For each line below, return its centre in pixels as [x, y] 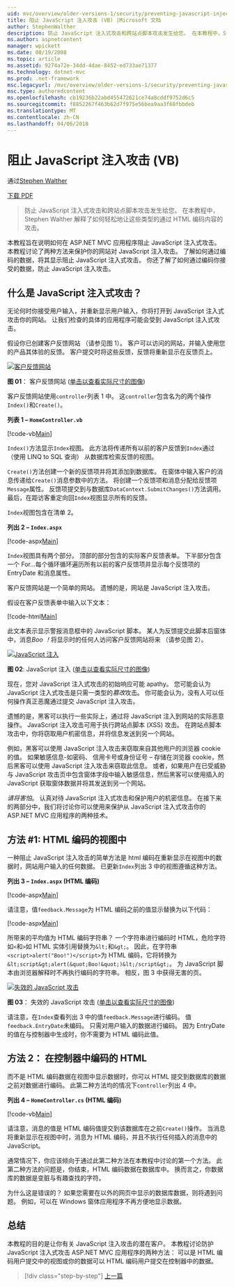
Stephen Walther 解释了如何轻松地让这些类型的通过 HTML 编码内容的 [124, 219]
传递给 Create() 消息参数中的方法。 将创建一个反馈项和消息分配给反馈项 [115, 481]
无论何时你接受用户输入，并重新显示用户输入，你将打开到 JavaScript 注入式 [116, 311]
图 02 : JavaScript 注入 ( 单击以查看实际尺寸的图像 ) [79, 669]
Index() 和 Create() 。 [37, 405]
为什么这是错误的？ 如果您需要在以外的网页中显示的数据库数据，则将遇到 [112, 1192]
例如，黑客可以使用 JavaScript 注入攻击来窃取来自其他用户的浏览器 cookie [114, 749]
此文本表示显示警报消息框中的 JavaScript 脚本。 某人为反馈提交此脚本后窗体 [117, 631]
